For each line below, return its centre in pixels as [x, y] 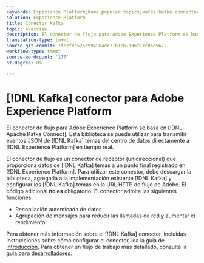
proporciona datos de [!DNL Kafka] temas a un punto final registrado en [96, 165]
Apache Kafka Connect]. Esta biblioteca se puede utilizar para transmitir [97, 134]
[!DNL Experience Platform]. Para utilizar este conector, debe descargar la [99, 172]
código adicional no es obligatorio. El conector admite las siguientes [92, 191]
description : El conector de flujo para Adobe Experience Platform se [97, 35]
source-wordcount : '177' [38, 57]
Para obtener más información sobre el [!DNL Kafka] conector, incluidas [96, 234]
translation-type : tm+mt [38, 40]
